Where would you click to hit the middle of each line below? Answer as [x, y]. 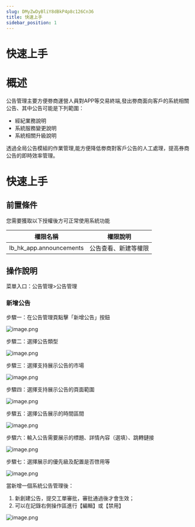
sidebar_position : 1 [32, 23]
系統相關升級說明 [36, 135]
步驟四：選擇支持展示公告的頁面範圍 [50, 389]
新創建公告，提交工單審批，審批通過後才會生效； [74, 498]
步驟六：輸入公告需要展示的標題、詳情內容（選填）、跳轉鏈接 [80, 437]
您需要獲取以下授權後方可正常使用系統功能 [58, 220]
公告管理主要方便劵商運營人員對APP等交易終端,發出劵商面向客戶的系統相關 [98, 101]
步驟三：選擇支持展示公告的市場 [45, 365]
